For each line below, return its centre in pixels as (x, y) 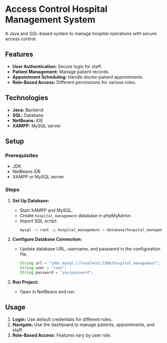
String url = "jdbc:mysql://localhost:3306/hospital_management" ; (90, 263)
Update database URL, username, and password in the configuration (90, 249)
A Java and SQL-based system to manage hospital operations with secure (81, 33)
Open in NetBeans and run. (47, 292)
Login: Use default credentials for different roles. (62, 319)
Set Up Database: (31, 200)
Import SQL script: (39, 221)
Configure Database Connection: (47, 239)
